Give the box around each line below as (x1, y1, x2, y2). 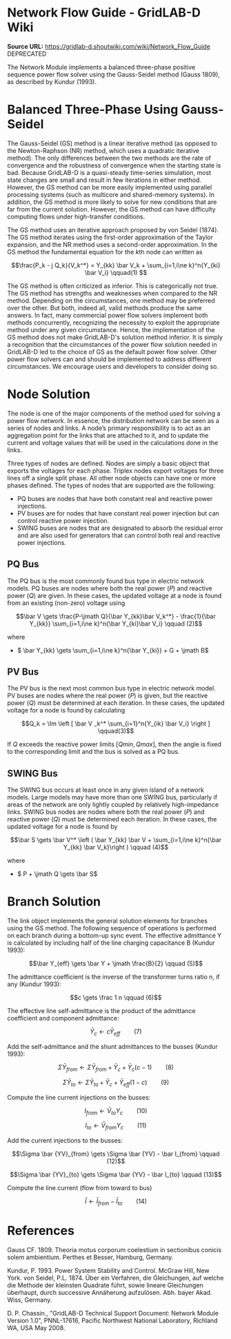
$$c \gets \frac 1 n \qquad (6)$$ (70, 994, 162, 1002)
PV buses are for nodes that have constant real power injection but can (17, 509, 219, 518)
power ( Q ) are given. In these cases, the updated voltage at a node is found (7, 591, 222, 600)
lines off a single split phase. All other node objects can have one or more (7, 473, 216, 482)
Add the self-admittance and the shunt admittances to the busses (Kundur (7, 1042, 219, 1050)
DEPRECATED (7, 50, 47, 58)
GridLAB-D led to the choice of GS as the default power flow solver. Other (7, 347, 217, 356)
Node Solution (7, 387, 91, 402)
